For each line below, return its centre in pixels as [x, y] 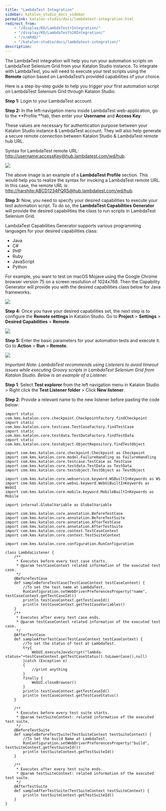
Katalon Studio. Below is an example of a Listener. [56, 375]
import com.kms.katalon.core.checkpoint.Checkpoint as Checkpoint [75, 453]
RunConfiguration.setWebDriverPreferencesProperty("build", [86, 743]
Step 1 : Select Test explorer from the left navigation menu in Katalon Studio [82, 385]
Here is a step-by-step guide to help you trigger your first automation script [82, 86]
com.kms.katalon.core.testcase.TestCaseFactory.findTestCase [70, 427]
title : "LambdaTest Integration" [40, 10]
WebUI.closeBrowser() [54, 682]
